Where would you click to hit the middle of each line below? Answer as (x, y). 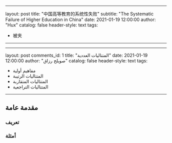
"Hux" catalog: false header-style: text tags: (52, 25)
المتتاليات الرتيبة (28, 76)
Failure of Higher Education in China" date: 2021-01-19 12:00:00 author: (81, 19)
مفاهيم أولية (24, 70)
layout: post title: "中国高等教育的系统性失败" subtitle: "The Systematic (79, 14)
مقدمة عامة (22, 108)
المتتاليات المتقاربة (30, 81)
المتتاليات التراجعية (30, 87)
